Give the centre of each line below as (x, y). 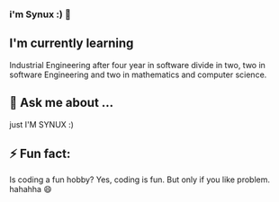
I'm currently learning (72, 44)
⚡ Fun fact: (40, 153)
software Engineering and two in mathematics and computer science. (138, 75)
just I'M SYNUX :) (42, 124)
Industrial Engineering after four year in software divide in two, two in (137, 65)
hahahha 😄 (31, 189)
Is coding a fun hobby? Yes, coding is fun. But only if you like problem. (140, 180)
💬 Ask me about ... (62, 103)
